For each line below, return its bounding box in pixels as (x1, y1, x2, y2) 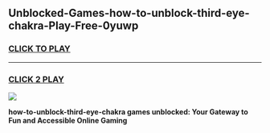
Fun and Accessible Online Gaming (8, 115, 128, 125)
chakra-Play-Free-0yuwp (8, 19, 139, 33)
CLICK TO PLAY (8, 44, 71, 55)
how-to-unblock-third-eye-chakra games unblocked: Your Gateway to (8, 106, 249, 116)
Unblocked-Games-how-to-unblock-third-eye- (8, 6, 251, 20)
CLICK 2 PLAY (8, 73, 64, 85)
